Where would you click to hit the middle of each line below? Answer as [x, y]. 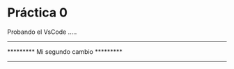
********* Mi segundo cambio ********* [65, 51]
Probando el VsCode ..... [42, 32]
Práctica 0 [38, 13]
